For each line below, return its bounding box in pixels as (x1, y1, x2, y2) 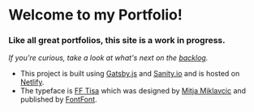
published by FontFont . (19, 95, 97, 105)
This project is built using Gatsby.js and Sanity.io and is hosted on (19, 69, 240, 79)
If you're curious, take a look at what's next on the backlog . (8, 53, 209, 62)
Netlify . (19, 77, 45, 87)
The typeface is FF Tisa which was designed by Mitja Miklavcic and (19, 86, 246, 96)
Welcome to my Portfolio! (8, 6, 183, 24)
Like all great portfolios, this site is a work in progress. (8, 35, 226, 46)
